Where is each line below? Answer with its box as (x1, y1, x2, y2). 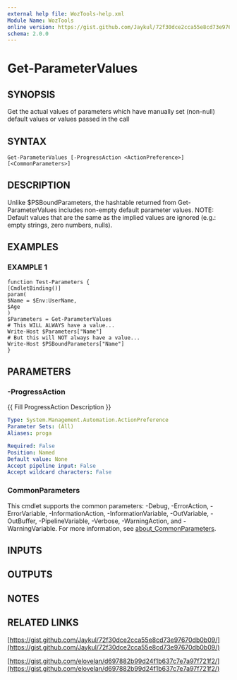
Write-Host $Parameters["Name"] (7, 328, 102, 335)
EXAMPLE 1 (7, 262, 48, 272)
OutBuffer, (7, 517, 37, 525)
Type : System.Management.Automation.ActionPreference (7, 416, 169, 424)
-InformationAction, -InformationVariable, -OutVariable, (49, 509, 209, 517)
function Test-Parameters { (7, 279, 90, 286)
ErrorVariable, (7, 509, 48, 517)
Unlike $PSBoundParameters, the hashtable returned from (7, 198, 176, 206)
